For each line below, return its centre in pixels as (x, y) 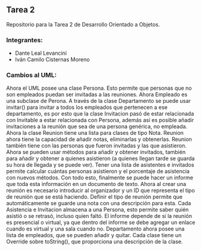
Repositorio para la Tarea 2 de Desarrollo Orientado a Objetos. (83, 24)
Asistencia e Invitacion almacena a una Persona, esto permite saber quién (97, 209)
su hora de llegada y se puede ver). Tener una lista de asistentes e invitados (100, 165)
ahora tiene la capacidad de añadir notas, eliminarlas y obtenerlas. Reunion (99, 139)
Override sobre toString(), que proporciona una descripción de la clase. (94, 242)
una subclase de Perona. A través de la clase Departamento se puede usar (98, 101)
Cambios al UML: (31, 75)
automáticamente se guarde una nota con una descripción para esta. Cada (99, 203)
